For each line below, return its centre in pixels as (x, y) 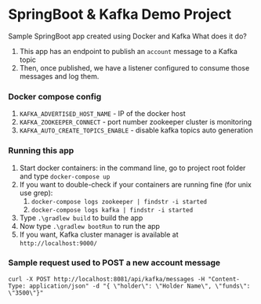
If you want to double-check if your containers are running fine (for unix (136, 184)
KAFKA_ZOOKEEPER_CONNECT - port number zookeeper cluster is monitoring (136, 122)
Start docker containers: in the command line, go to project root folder (132, 168)
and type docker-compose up (65, 176)
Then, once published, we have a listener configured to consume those (134, 67)
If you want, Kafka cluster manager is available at (99, 234)
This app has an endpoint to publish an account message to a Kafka (128, 51)
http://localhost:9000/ (58, 243)
